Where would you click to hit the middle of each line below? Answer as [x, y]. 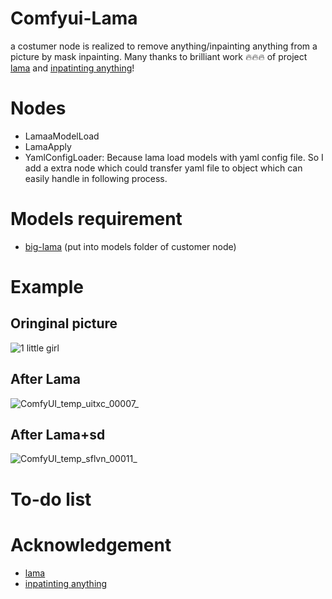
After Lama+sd [58, 435]
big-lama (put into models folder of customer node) [130, 246]
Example [47, 287]
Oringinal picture [64, 323]
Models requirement [96, 219]
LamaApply [48, 146]
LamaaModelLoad [62, 136]
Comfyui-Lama [74, 18]
